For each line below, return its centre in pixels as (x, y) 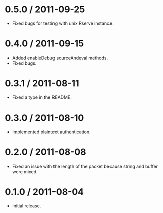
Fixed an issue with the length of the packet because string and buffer (85, 166)
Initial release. (26, 206)
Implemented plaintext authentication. (51, 132)
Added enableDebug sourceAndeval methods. (60, 58)
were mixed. (25, 171)
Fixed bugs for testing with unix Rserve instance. (63, 23)
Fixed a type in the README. (42, 97)
